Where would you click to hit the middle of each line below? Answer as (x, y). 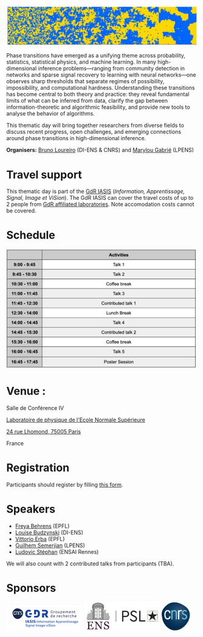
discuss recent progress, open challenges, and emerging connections (94, 132)
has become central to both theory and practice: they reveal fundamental (98, 94)
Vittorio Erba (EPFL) (40, 539)
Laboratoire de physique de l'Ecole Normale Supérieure (76, 420)
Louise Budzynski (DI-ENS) (49, 532)
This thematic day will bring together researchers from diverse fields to (95, 125)
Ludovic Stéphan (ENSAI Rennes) (57, 551)
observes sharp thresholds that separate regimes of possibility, (85, 81)
